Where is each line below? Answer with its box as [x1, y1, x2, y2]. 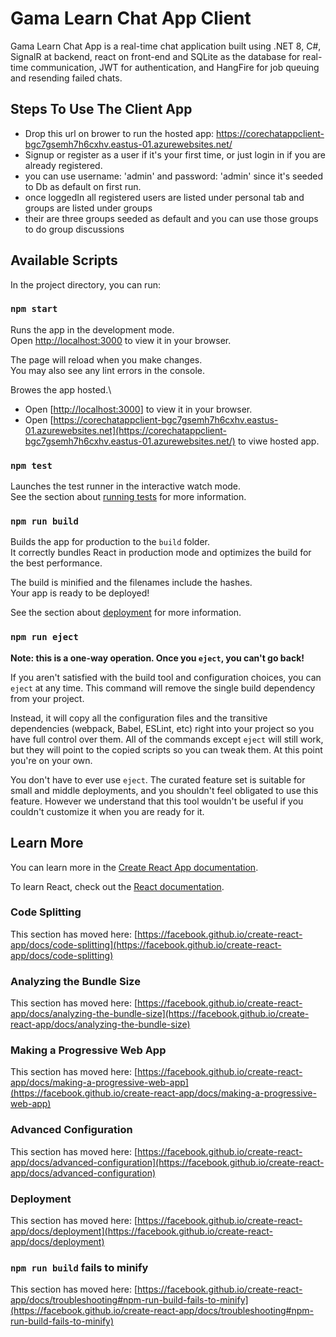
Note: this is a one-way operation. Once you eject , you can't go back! [10, 652, 305, 664]
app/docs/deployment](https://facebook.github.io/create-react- [10, 1225, 273, 1237]
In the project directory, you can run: [10, 278, 161, 291]
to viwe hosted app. [237, 435, 320, 447]
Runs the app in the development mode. [10, 323, 175, 336]
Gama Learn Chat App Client [10, 7, 252, 30]
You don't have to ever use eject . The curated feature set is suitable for [10, 773, 306, 786]
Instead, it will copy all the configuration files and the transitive [10, 712, 268, 724]
